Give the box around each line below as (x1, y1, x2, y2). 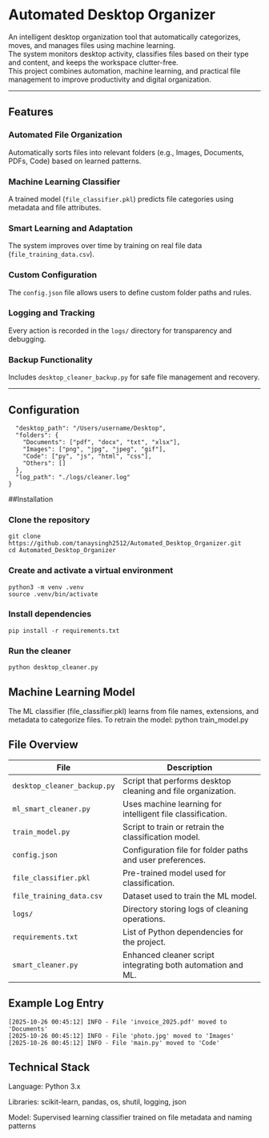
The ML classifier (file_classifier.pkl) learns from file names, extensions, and (8, 706, 259, 715)
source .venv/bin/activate (8, 590, 98, 598)
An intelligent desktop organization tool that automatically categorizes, (8, 32, 241, 42)
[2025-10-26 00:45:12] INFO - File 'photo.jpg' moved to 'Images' (8, 1032, 235, 1040)
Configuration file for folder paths (122, 844, 248, 856)
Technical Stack (8, 1060, 90, 1074)
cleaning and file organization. (122, 785, 236, 796)
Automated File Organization (8, 130, 122, 141)
